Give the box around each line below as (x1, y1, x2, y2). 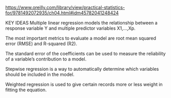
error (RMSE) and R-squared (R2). (5, 41, 78, 47)
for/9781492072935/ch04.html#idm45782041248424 (5, 10, 119, 16)
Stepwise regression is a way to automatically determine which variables (5, 66, 159, 72)
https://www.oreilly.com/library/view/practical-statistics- (5, 5, 125, 10)
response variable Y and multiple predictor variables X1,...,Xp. (5, 25, 136, 31)
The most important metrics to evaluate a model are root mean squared (5, 35, 157, 41)
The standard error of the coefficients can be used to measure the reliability (5, 51, 166, 56)
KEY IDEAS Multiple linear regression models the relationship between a (5, 20, 158, 26)
